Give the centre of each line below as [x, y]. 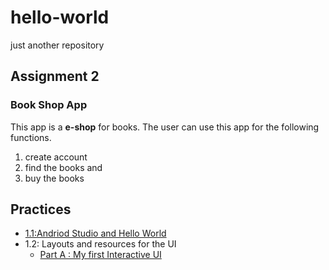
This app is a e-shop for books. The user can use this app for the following [165, 127]
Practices [41, 209]
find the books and [63, 167]
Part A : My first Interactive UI [100, 255]
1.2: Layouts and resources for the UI [100, 244]
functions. [31, 137]
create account [56, 157]
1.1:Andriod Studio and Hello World [95, 233]
